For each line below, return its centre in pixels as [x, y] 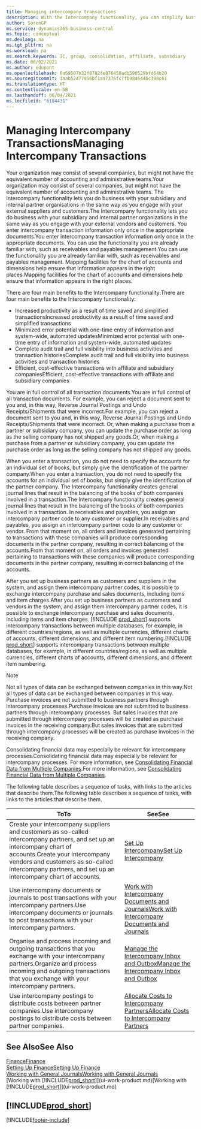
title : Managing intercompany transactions [61, 12]
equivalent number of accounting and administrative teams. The [85, 192]
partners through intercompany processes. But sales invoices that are [92, 712]
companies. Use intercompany [51, 1010]
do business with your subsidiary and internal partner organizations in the [97, 217]
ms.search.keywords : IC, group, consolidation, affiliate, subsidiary [96, 56]
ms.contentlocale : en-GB [37, 90]
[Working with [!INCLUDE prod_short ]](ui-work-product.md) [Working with [97, 1080]
